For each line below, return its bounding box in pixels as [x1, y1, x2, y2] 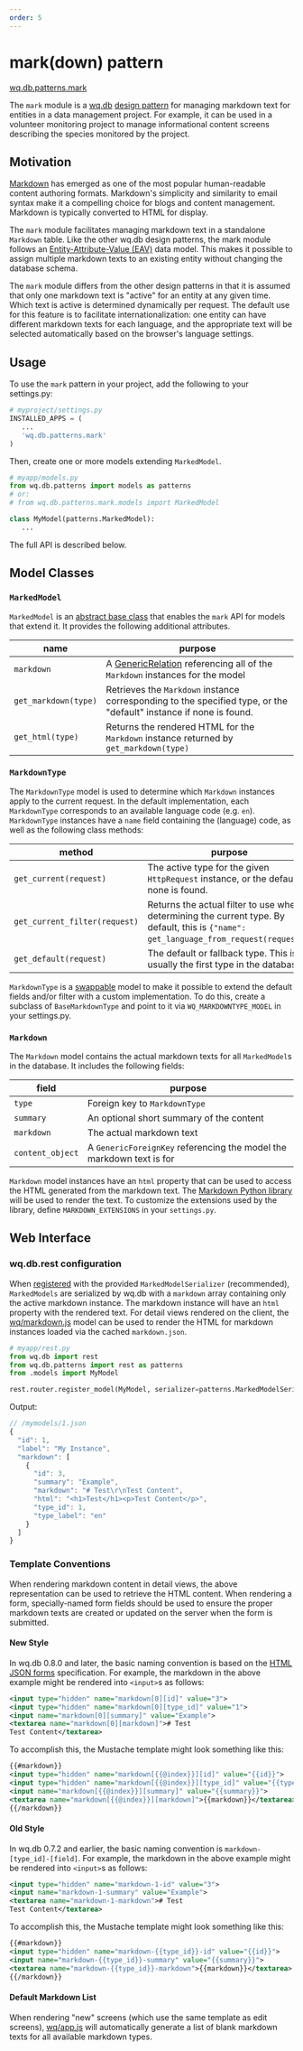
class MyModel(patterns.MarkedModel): [9, 515, 155, 524]
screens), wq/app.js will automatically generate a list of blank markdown [9, 2021, 278, 2032]
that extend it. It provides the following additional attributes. [9, 620, 231, 631]
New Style [9, 1637, 50, 1648]
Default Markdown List [9, 1992, 96, 2003]
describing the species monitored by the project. [9, 128, 190, 139]
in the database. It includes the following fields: [9, 1060, 185, 1071]
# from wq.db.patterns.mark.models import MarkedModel [9, 499, 220, 508]
